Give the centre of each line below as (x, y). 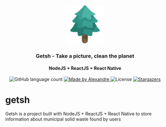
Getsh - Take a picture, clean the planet (85, 56)
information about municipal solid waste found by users (63, 119)
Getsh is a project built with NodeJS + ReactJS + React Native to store (78, 114)
